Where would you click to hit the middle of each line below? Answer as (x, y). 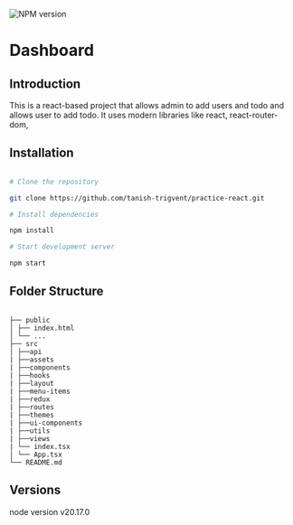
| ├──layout (32, 383)
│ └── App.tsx (36, 455)
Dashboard (52, 51)
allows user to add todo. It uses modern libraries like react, (118, 115)
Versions (35, 490)
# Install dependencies (54, 214)
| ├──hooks (30, 375)
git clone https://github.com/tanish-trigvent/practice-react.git (137, 198)
